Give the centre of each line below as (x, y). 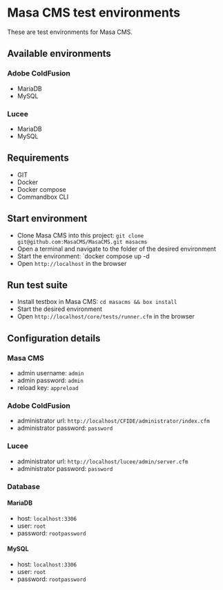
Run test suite (37, 285)
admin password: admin (50, 381)
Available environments (59, 54)
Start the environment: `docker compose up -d (83, 256)
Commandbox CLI (43, 197)
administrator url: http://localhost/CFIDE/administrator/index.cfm (114, 421)
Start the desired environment (59, 309)
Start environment (47, 218)
